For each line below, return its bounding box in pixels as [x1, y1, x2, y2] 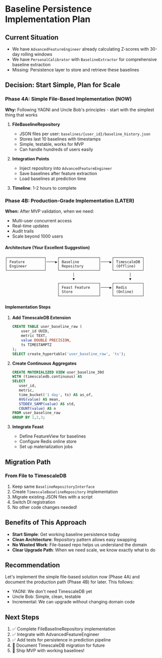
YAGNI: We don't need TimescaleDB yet [12, 589, 92, 595]
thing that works [5, 112, 38, 118]
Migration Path [5, 458, 51, 466]
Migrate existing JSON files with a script [12, 494, 93, 499]
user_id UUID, [21, 329, 50, 334]
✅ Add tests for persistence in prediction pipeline [12, 637, 111, 643]
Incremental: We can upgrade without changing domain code [12, 599, 135, 605]
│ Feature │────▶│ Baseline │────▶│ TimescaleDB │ [5, 259, 145, 264]
